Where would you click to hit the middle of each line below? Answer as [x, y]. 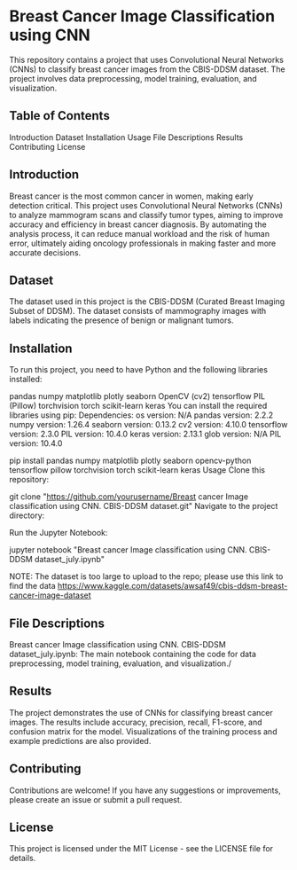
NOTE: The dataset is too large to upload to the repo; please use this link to [146, 576]
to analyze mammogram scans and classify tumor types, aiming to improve [146, 215]
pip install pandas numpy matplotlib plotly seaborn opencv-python [130, 461]
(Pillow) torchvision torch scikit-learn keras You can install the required [138, 406]
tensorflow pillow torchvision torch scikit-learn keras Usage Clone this [137, 470]
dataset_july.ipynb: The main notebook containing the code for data [133, 654]
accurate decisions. [45, 252]
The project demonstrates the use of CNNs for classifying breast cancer [141, 712]
